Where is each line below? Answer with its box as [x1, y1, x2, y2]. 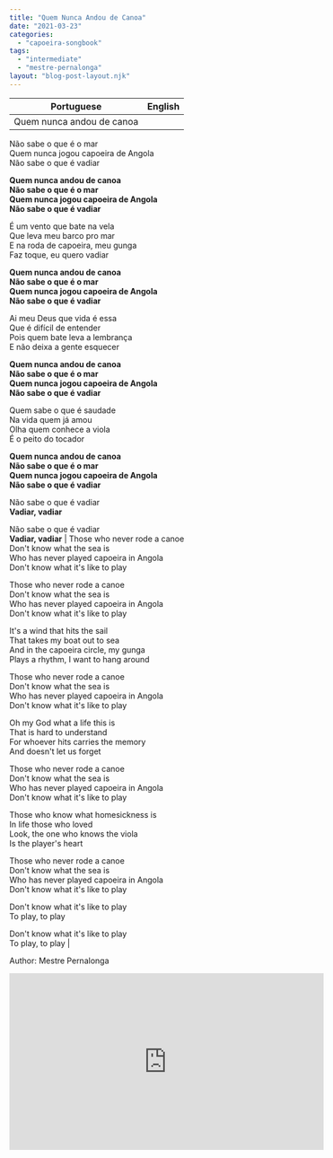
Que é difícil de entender [9, 322, 101, 333]
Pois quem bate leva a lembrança [9, 331, 133, 342]
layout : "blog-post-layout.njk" [9, 72, 130, 81]
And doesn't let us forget [9, 746, 101, 757]
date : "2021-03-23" [9, 22, 83, 31]
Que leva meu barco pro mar [9, 230, 115, 241]
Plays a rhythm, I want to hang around [9, 654, 150, 664]
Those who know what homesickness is [9, 809, 157, 820]
